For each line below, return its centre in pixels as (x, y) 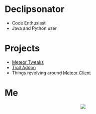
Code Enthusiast (29, 23)
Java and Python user (34, 28)
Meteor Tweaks (28, 62)
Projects (22, 49)
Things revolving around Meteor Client (51, 73)
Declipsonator (35, 9)
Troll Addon (24, 67)
